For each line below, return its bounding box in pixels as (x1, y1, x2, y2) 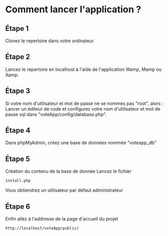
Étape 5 (5, 154, 30, 163)
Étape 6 (5, 202, 31, 211)
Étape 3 (5, 86, 31, 96)
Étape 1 (5, 24, 29, 33)
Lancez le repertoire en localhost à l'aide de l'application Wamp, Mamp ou (5, 66, 162, 72)
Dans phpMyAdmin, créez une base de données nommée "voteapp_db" (5, 140, 157, 146)
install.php (5, 178, 31, 184)
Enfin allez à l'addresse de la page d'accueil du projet (5, 216, 119, 222)
